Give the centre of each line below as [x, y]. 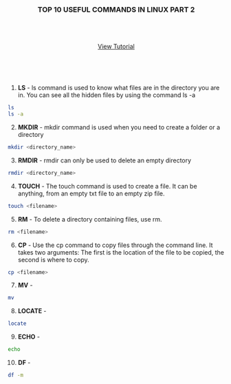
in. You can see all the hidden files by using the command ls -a [106, 95]
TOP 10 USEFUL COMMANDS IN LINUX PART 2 [116, 10]
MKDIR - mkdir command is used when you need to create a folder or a [119, 127]
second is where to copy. [54, 259]
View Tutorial [116, 47]
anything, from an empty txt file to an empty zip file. [91, 193]
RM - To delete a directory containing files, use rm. [90, 219]
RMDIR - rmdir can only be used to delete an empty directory [104, 160]
